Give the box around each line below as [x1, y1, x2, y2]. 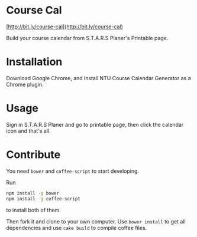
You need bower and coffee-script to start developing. [6, 167, 140, 175]
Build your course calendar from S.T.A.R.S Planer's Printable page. [6, 34, 169, 41]
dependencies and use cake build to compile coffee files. [6, 224, 147, 231]
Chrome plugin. [6, 81, 44, 88]
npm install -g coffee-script [6, 196, 81, 202]
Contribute [6, 148, 61, 161]
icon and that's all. [6, 127, 51, 134]
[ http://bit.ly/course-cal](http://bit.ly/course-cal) [6, 23, 123, 30]
